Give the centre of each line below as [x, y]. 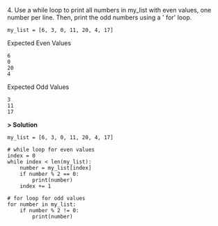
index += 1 [36, 186]
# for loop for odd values [46, 198]
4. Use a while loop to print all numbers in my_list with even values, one [109, 10]
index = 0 [22, 156]
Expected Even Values [39, 43]
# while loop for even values [51, 150]
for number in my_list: [42, 204]
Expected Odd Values [38, 87]
